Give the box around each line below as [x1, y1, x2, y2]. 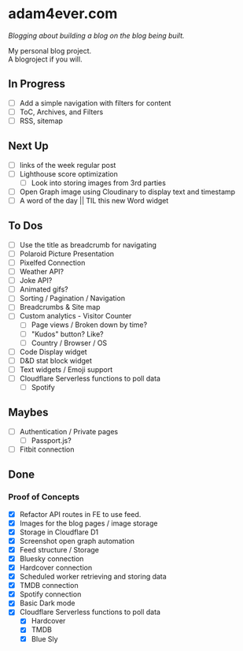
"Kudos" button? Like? [31, 329, 104, 339]
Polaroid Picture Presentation [19, 249, 115, 259]
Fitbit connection [19, 445, 75, 454]
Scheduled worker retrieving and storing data [19, 572, 167, 582]
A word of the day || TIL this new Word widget [19, 196, 169, 205]
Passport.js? [31, 435, 72, 445]
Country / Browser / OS [31, 338, 108, 348]
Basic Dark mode [19, 598, 75, 608]
